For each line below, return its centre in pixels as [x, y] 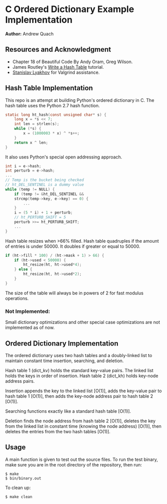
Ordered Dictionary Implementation [62, 343]
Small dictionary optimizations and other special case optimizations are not [83, 322]
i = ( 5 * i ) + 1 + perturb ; [43, 213]
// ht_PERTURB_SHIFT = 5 [40, 217]
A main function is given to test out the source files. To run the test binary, [81, 459]
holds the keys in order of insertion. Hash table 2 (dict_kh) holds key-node [82, 376]
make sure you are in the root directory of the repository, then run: [73, 464]
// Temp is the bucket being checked [45, 180]
